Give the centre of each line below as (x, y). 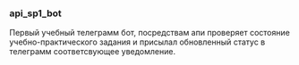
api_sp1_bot (35, 13)
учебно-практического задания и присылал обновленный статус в (137, 42)
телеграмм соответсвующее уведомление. (93, 52)
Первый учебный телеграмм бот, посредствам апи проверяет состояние (150, 33)
